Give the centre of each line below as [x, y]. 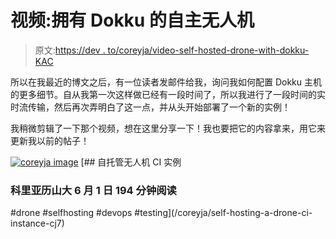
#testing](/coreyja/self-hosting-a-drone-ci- [223, 213]
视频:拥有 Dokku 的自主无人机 [132, 20]
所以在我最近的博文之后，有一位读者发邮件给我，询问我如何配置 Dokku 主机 [166, 82]
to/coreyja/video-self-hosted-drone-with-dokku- [208, 50]
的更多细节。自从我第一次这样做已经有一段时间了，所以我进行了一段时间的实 [168, 94]
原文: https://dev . [70, 50]
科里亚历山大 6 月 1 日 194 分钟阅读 [93, 190]
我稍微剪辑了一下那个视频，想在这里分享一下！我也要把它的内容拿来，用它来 [168, 128]
